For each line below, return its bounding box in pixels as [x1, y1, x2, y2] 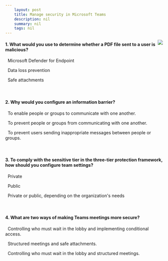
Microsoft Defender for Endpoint [7, 58, 74, 64]
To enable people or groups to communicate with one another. [7, 110, 136, 116]
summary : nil [14, 21, 41, 26]
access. [5, 231, 21, 237]
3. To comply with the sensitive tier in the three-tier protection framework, [5, 157, 163, 163]
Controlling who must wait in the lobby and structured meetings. [7, 250, 140, 256]
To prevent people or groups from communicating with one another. [7, 120, 147, 126]
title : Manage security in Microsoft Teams [14, 12, 106, 17]
